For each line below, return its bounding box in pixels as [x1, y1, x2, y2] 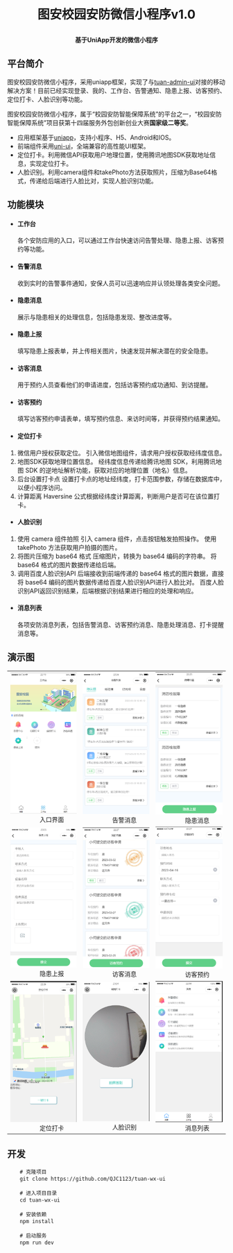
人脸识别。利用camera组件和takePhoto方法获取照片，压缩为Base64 [17, 168, 212, 176]
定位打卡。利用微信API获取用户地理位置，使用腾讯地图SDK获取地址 [17, 151, 210, 159]
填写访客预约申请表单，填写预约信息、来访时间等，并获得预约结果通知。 [17, 414, 224, 423]
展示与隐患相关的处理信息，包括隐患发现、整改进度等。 [17, 312, 175, 321]
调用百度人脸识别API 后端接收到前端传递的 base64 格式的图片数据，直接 [17, 569, 224, 578]
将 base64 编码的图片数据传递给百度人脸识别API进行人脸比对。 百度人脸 [17, 578, 224, 586]
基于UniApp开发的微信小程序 [75, 36, 158, 44]
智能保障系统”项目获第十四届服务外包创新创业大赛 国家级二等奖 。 [7, 118, 193, 126]
